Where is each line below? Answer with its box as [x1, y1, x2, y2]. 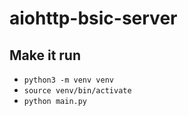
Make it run [9, 47, 82, 64]
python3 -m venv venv [23, 75, 114, 85]
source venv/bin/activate [23, 86, 132, 96]
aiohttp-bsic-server [9, 7, 178, 30]
